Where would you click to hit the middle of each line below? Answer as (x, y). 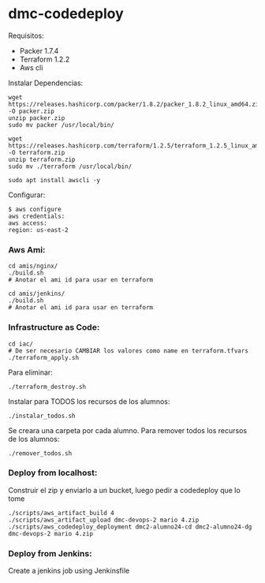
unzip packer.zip (37, 118)
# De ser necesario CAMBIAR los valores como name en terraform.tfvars (128, 351)
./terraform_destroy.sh (47, 387)
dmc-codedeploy (66, 14)
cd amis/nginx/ (33, 266)
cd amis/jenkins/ (37, 294)
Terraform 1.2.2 (45, 59)
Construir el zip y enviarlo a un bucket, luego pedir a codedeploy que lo (124, 490)
